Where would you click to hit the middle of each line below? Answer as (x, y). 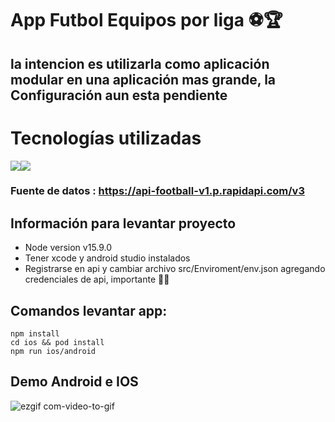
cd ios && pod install (57, 343)
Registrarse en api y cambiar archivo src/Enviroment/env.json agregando (175, 269)
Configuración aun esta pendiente (119, 95)
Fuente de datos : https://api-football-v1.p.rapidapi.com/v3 (157, 191)
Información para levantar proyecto (123, 223)
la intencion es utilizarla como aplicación (140, 63)
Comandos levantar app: (89, 310)
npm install (35, 334)
